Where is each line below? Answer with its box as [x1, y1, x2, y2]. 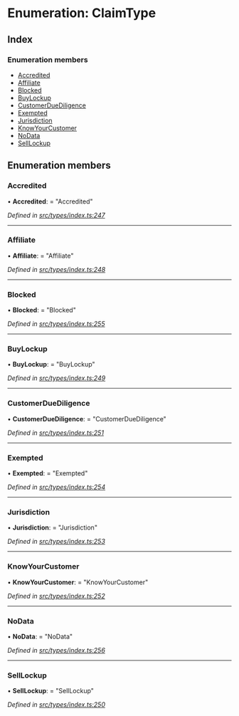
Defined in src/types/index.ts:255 [7, 320, 105, 328]
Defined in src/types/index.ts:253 [7, 537, 105, 546]
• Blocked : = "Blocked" [7, 306, 76, 315]
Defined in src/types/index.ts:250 [7, 700, 105, 709]
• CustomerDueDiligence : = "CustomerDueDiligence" [7, 414, 167, 423]
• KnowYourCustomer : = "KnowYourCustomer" [7, 578, 149, 586]
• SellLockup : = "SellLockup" [7, 687, 95, 695]
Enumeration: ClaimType [7, 5, 156, 21]
